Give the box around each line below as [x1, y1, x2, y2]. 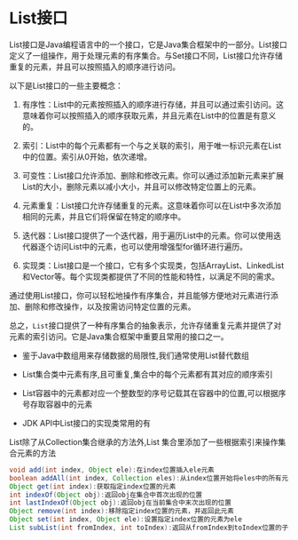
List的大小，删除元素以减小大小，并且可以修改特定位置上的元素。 [21, 181, 262, 192]
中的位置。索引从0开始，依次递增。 [21, 151, 153, 162]
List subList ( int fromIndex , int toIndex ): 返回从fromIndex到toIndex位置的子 [9, 523, 289, 533]
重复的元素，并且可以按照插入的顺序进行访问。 [9, 61, 180, 72]
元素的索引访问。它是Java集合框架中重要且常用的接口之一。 [9, 330, 229, 342]
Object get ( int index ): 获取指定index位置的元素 [9, 481, 176, 491]
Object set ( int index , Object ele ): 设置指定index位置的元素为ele [9, 515, 242, 524]
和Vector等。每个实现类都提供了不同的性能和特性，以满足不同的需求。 [21, 271, 280, 282]
